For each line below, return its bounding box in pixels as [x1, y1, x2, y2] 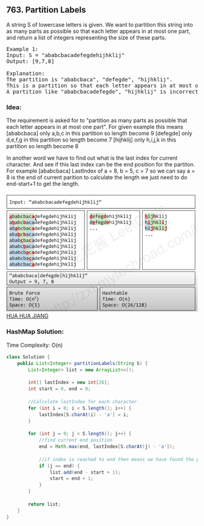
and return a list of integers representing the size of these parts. [6, 33, 166, 41]
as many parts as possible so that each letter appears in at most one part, [6, 27, 191, 35]
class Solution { [6, 354, 50, 360]
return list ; [28, 501, 61, 507]
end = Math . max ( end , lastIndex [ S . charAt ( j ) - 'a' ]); [38, 443, 175, 450]
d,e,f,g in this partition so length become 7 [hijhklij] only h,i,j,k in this [6, 136, 177, 143]
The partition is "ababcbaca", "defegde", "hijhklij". [6, 76, 173, 83]
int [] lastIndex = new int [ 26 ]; [28, 380, 110, 386]
